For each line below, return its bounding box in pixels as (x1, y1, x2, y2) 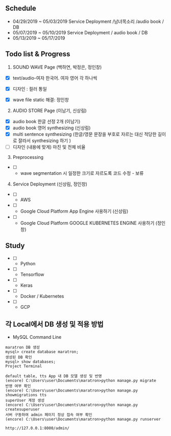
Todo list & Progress (5, 50, 70, 58)
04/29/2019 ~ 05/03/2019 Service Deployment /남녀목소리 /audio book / (12, 18, 164, 25)
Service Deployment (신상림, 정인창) (12, 181, 88, 187)
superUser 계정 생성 (5, 398, 45, 403)
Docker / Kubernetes (20, 293, 64, 299)
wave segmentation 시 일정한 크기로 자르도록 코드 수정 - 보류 (20, 170, 144, 176)
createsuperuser (5, 406, 40, 412)
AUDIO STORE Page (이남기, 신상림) (12, 107, 87, 113)
